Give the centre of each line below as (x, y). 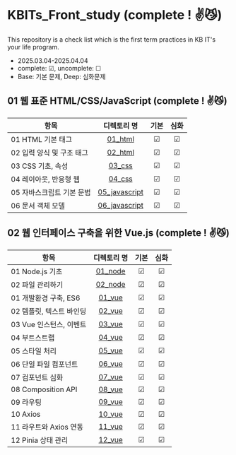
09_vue (111, 401)
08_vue (111, 389)
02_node (111, 284)
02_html (120, 152)
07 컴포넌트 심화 (37, 377)
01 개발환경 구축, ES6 (46, 297)
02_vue (111, 311)
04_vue (111, 337)
